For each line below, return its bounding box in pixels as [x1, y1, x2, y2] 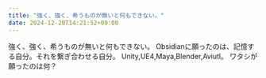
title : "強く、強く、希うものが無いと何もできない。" [8, 11, 164, 20]
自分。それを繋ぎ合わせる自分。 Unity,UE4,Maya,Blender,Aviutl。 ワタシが [14, 51, 258, 61]
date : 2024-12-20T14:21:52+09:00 [8, 19, 119, 27]
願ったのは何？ [8, 61, 57, 71]
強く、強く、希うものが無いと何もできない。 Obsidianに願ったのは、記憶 [8, 41, 248, 51]
